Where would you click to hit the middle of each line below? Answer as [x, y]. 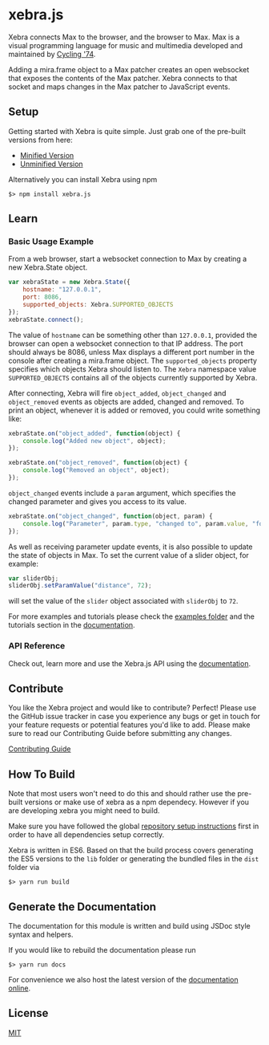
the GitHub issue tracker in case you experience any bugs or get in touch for [134, 717]
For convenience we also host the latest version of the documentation [123, 980]
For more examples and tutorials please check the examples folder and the [131, 616]
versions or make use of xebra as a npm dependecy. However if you [137, 802]
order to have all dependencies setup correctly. [86, 835]
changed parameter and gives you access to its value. [97, 501]
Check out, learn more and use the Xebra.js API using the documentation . [129, 663]
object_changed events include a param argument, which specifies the [122, 493]
